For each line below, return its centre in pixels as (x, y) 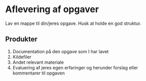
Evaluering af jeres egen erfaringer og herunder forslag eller (75, 67)
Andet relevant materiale (38, 62)
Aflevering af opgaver (52, 9)
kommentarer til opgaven (38, 73)
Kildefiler (22, 57)
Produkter (21, 39)
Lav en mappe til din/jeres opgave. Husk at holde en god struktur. (73, 23)
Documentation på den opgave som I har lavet (61, 51)
